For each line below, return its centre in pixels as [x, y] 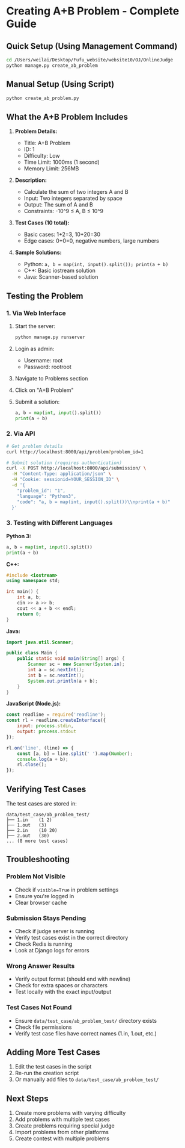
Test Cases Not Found [39, 1008]
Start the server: [35, 326]
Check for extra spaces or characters [61, 985]
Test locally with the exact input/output [63, 992]
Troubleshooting [38, 859]
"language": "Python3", [47, 496]
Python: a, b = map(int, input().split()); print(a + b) [96, 264]
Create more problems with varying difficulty [70, 1113]
